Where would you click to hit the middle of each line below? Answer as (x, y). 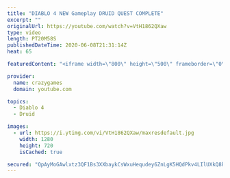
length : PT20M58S (32, 39)
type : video (24, 33)
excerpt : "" (24, 20)
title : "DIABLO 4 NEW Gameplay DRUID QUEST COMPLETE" (86, 13)
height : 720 (36, 145)
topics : (18, 101)
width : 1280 (36, 139)
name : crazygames (38, 83)
